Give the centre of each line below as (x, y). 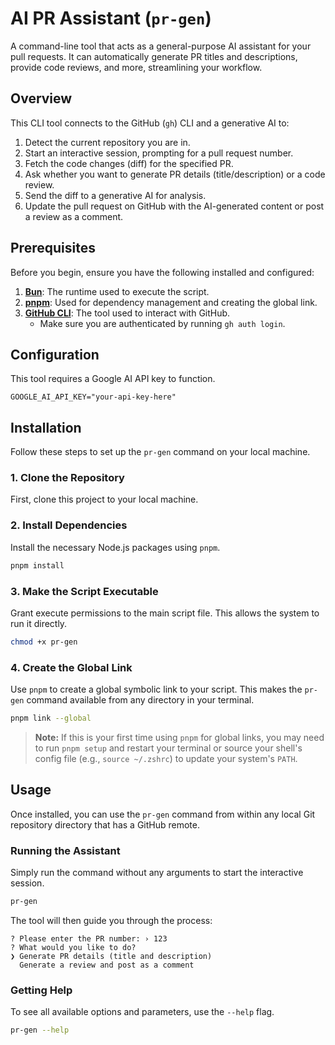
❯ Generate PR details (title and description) (111, 956)
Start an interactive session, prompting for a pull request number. (159, 153)
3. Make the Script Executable (84, 591)
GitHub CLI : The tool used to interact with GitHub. (127, 313)
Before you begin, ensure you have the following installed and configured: (162, 272)
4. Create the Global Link (71, 667)
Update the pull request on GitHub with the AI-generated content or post (174, 206)
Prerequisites (53, 248)
